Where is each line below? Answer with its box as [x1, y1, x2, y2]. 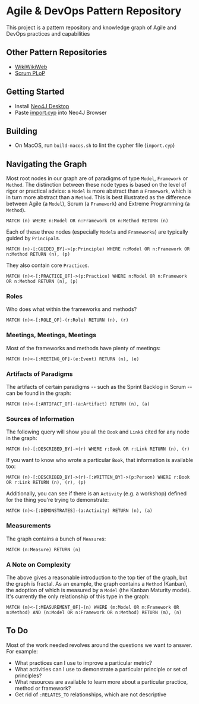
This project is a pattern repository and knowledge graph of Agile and [6, 24, 177, 31]
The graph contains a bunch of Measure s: [6, 535, 106, 542]
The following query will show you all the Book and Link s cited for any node [6, 428, 190, 435]
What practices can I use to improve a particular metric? [14, 659, 153, 667]
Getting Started [6, 87, 65, 97]
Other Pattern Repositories [6, 48, 108, 58]
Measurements [6, 521, 51, 530]
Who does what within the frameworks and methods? [6, 306, 137, 313]
